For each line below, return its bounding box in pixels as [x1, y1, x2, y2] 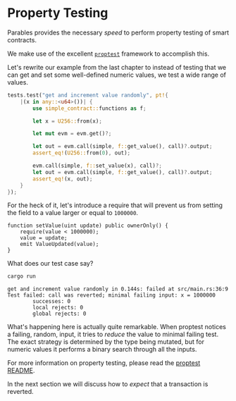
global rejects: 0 [32, 310, 87, 318]
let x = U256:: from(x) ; [32, 118, 102, 125]
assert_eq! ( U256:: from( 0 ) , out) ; [32, 149, 131, 156]
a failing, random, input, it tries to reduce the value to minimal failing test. [7, 330, 219, 339]
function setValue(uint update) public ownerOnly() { [7, 222, 169, 230]
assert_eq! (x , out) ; [32, 175, 93, 183]
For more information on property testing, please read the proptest [7, 359, 201, 367]
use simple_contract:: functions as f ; [32, 104, 147, 112]
